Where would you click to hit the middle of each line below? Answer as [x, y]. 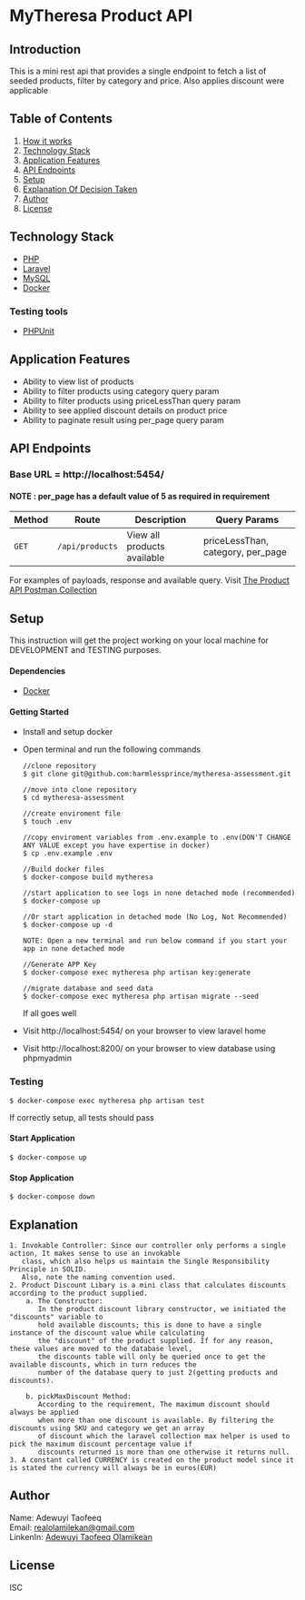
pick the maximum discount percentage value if [101, 1444]
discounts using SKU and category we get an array [107, 1428]
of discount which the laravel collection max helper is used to [164, 1436]
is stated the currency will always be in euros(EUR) [113, 1467]
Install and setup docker [68, 732]
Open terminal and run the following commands [112, 749]
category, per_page [245, 552]
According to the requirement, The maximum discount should [154, 1404]
